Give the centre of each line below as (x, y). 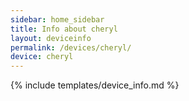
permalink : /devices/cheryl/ (71, 47)
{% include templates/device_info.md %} (95, 85)
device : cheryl (42, 57)
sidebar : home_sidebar (57, 19)
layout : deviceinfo (51, 38)
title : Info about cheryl (64, 29)
